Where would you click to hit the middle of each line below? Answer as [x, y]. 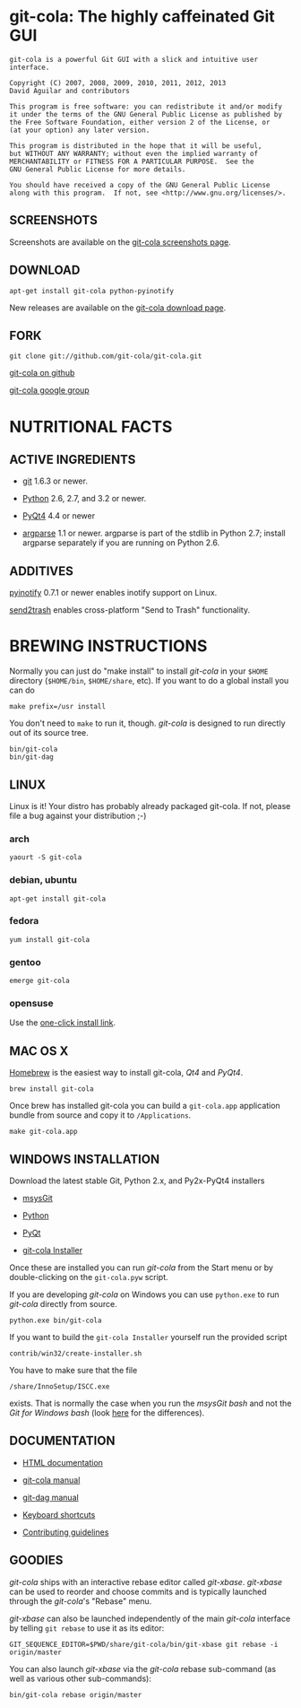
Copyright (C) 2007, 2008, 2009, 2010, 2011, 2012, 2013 [118, 83]
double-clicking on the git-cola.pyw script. [89, 1277]
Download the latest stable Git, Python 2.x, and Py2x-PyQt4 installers [137, 1181]
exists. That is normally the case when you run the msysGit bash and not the [150, 1403]
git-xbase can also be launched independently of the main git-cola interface [150, 1618]
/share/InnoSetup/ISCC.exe [60, 1387]
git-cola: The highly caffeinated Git [142, 17]
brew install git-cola [52, 1089]
